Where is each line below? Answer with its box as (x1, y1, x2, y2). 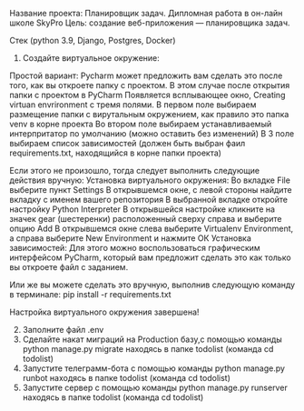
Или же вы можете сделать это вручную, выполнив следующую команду (9, 279, 296, 290)
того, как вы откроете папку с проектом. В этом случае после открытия (9, 80, 290, 90)
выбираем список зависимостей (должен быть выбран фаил (9, 138, 246, 148)
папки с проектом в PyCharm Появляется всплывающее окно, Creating (9, 90, 286, 100)
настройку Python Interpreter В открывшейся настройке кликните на (9, 204, 275, 215)
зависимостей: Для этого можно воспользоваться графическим (9, 243, 260, 253)
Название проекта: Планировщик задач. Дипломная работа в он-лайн (9, 8, 283, 18)
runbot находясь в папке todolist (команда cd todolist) (22, 373, 231, 383)
